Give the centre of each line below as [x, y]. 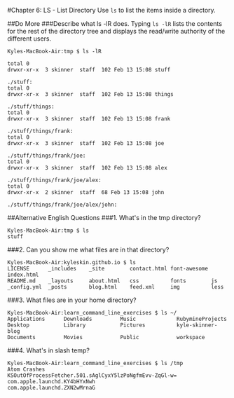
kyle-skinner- [197, 325]
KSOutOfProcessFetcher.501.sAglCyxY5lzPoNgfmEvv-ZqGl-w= [92, 376]
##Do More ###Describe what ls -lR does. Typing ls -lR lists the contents [115, 23]
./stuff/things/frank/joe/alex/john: [62, 205]
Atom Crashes [26, 369]
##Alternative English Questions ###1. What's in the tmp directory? [104, 218]
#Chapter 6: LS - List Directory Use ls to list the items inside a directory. [111, 10]
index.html [23, 275]
